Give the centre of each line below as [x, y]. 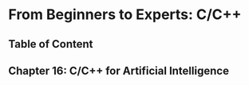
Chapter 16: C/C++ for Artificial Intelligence [119, 70]
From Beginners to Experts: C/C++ [125, 15]
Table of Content [51, 44]
